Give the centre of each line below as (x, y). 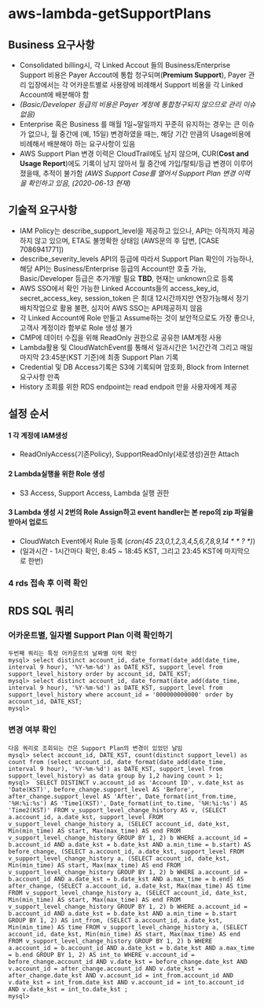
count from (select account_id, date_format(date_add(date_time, (117, 762)
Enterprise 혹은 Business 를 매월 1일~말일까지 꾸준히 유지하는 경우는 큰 (130, 124)
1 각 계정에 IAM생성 (38, 435)
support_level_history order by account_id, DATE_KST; (100, 674)
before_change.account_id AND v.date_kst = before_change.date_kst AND (128, 962)
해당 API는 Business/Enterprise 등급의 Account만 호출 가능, (113, 268)
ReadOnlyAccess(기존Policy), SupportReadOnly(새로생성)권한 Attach (129, 454)
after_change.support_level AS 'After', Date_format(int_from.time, (123, 796)
